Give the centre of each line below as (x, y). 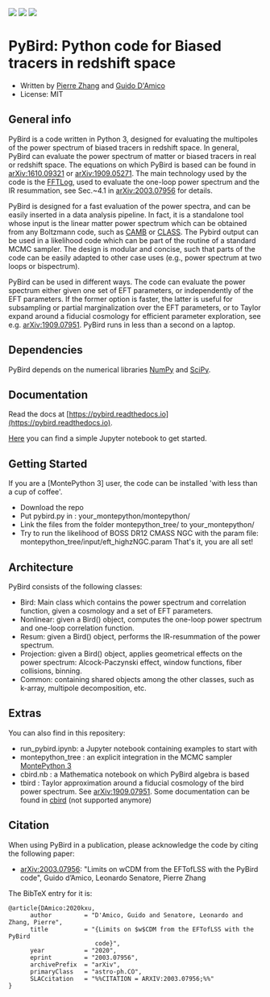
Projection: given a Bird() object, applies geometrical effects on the (131, 653)
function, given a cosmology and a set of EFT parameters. (116, 611)
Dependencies (46, 350)
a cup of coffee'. (35, 492)
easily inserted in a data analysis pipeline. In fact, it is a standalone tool (126, 215)
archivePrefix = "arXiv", (75, 965)
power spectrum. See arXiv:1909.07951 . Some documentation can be (135, 791)
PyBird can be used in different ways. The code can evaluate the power (127, 282)
